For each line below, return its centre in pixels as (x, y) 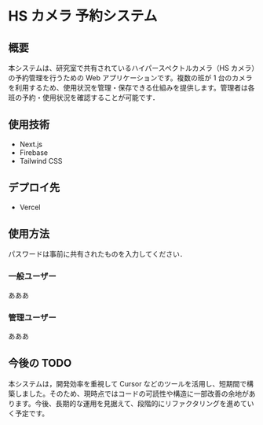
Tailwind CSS (41, 161)
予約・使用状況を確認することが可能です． (90, 98)
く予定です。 (29, 413)
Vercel (30, 207)
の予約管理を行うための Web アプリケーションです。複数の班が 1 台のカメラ (130, 78)
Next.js (31, 144)
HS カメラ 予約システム (83, 16)
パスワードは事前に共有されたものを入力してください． (97, 254)
